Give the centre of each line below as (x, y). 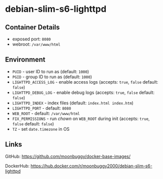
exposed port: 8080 (31, 39)
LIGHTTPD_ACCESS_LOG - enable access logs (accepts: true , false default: (85, 82)
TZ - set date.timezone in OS (41, 129)
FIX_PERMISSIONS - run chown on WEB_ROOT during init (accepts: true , (81, 119)
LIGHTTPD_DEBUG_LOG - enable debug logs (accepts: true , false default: (83, 92)
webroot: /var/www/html (36, 44)
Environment (25, 60)
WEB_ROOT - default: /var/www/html (46, 113)
